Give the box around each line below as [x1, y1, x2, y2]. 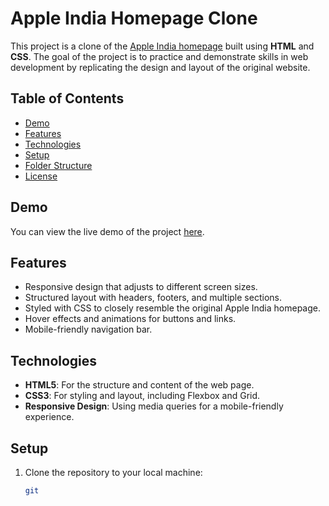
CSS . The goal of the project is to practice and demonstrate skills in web [10, 50, 309, 62]
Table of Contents [10, 90, 125, 107]
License [24, 170, 58, 182]
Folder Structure [24, 159, 93, 171]
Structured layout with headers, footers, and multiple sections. [24, 292, 282, 304]
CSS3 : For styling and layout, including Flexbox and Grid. [24, 390, 261, 402]
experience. [24, 411, 75, 423]
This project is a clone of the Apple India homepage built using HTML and [10, 40, 315, 52]
